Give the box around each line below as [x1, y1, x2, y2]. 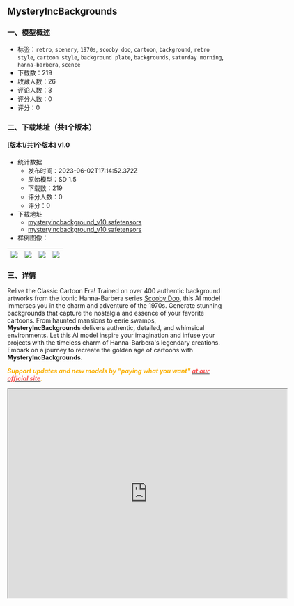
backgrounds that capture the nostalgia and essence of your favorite [7, 309, 205, 318]
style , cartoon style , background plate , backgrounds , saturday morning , [17, 52, 224, 61]
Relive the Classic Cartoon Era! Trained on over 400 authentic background [7, 287, 221, 295]
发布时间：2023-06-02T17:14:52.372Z [27, 166, 138, 175]
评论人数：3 [17, 86, 52, 94]
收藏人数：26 [17, 77, 56, 86]
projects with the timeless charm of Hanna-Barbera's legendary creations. [7, 339, 221, 347]
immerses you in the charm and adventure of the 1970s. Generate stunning [7, 302, 222, 310]
